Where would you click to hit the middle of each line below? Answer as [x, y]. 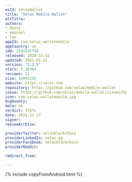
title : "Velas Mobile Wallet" [36, 14]
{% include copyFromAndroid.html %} [44, 174]
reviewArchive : [21, 124]
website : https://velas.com [34, 83]
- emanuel [15, 33]
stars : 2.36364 [21, 70]
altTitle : [15, 19]
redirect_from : [21, 156]
